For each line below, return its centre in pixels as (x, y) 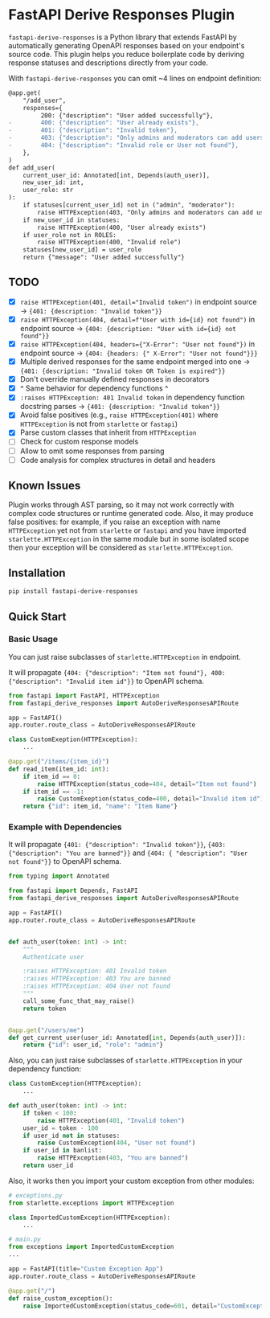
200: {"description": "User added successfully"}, (127, 115)
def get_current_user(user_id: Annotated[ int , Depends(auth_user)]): (127, 1038)
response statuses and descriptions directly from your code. (108, 63)
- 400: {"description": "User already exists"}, (104, 123)
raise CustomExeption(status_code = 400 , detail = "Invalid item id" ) (151, 799)
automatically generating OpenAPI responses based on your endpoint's (127, 45)
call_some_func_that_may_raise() (79, 1001)
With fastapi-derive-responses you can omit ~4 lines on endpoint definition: (135, 78)
